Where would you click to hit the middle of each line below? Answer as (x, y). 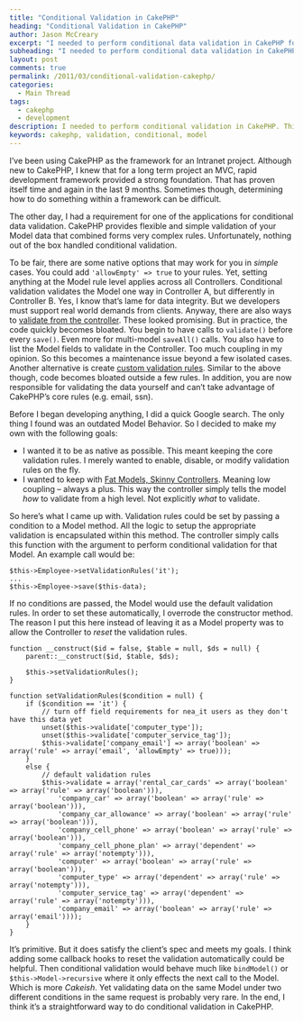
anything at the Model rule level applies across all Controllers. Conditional (146, 281)
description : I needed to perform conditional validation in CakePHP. (145, 127)
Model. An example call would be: (72, 554)
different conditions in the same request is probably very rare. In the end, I (147, 997)
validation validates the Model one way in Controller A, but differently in (142, 291)
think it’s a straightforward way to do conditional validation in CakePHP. (142, 1007)
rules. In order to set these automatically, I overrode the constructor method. (151, 613)
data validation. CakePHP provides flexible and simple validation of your (143, 225)
